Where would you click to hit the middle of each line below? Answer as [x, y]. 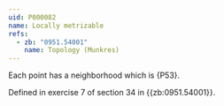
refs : [18, 34]
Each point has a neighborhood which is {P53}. [94, 75]
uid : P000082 [32, 17]
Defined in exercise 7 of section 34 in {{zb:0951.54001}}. [112, 93]
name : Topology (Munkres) [72, 50]
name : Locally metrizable [56, 26]
